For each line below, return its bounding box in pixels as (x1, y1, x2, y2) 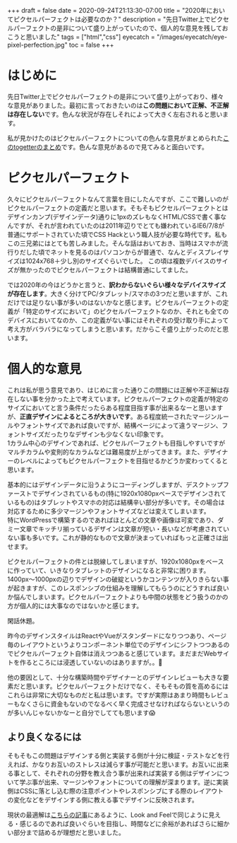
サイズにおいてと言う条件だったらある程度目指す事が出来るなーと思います (7, 403, 224, 412)
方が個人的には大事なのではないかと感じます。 (7, 601, 143, 610)
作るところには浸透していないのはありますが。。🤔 (19, 658, 163, 666)
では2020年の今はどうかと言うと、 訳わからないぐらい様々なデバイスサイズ (7, 280, 226, 289)
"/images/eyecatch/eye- (156, 33, 228, 41)
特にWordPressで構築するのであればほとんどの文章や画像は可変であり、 (7, 516, 218, 524)
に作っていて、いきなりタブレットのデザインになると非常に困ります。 (7, 566, 210, 574)
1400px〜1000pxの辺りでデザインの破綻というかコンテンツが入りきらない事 (7, 575, 229, 583)
